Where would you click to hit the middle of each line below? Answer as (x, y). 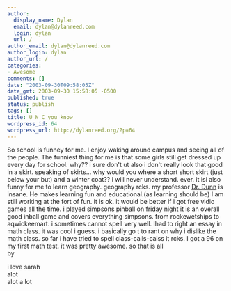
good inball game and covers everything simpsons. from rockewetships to (113, 217)
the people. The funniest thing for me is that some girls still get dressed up (114, 157)
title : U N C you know (40, 117)
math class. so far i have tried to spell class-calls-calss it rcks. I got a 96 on (115, 239)
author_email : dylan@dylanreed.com (59, 46)
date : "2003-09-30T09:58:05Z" (51, 85)
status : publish (31, 104)
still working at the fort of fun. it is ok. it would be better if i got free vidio (111, 202)
